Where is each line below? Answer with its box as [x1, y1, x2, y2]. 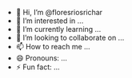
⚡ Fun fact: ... [15, 62, 60, 72]
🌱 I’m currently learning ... [15, 25, 102, 33]
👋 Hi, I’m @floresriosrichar [15, 8, 102, 17]
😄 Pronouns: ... [15, 53, 68, 63]
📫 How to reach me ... [15, 42, 90, 51]
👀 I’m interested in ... [15, 16, 84, 25]
